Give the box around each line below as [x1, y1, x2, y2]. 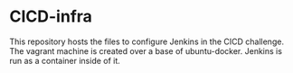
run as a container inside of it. [9, 55, 120, 66]
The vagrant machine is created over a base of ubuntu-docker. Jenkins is [9, 45, 283, 56]
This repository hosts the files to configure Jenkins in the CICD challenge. [9, 36, 285, 47]
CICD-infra [9, 6, 93, 27]
